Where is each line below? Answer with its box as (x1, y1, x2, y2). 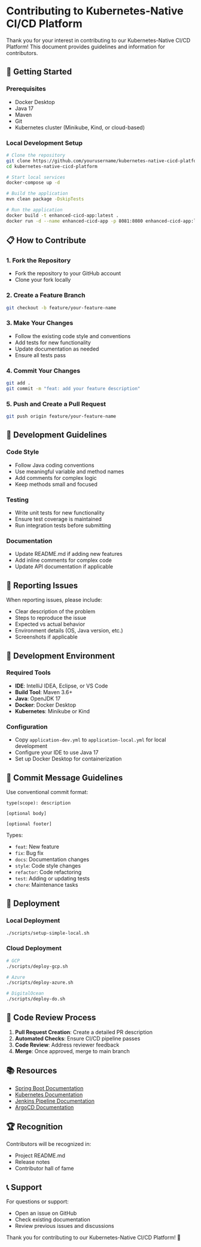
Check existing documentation (14, 1216, 91, 1223)
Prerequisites (6, 85, 46, 93)
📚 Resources (6, 1066, 57, 1076)
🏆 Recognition (6, 1122, 63, 1132)
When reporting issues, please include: (6, 597, 103, 604)
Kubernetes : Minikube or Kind (14, 707, 90, 714)
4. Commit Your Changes (6, 366, 81, 375)
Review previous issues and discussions (14, 1222, 115, 1230)
